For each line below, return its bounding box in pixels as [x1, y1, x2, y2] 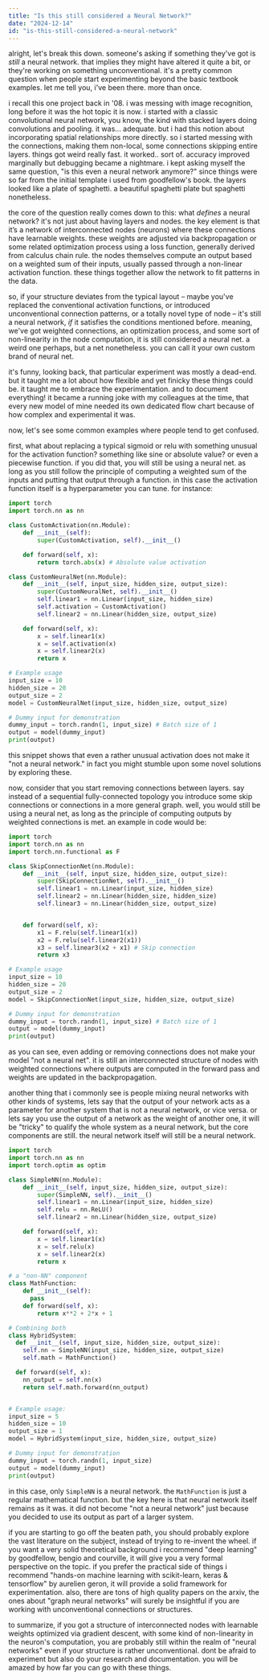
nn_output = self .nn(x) [22, 1375, 103, 1383]
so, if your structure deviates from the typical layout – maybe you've [8, 292, 234, 301]
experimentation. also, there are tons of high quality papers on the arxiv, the [8, 1587, 259, 1596]
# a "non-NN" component [8, 1272, 88, 1280]
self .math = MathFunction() [22, 1354, 116, 1362]
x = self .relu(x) [37, 1243, 95, 1251]
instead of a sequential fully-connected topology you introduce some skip [8, 792, 253, 801]
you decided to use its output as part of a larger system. [8, 1512, 194, 1522]
